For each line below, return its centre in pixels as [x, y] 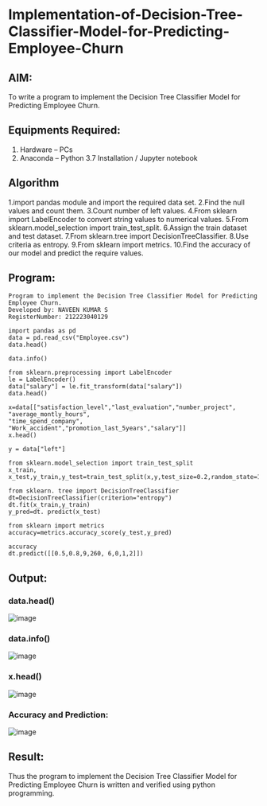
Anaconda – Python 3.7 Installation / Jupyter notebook [108, 158]
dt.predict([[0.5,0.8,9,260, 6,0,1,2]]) [76, 554]
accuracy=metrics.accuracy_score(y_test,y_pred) [90, 533]
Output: [28, 578]
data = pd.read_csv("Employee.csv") [69, 338]
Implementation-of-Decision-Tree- [126, 15]
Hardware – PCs [46, 150]
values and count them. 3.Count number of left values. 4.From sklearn [122, 210]
